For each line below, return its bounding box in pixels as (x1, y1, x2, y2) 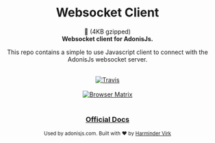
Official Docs (85, 114, 129, 124)
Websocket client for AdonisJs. (62, 34, 153, 42)
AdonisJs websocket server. (67, 55, 148, 63)
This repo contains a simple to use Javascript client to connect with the (7, 48, 208, 56)
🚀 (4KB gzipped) (84, 27, 131, 36)
